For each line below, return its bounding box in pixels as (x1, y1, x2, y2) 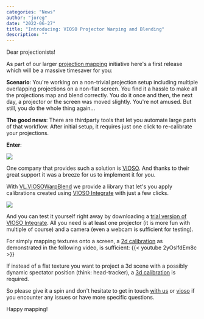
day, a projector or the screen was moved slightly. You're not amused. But (6, 98, 192, 106)
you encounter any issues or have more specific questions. (6, 294, 155, 301)
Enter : (6, 141, 23, 148)
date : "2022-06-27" (6, 20, 56, 26)
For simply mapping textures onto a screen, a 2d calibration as (6, 238, 163, 245)
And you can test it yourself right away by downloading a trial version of (6, 213, 187, 220)
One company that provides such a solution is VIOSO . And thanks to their (6, 164, 190, 172)
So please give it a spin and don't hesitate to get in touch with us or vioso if (6, 287, 195, 295)
